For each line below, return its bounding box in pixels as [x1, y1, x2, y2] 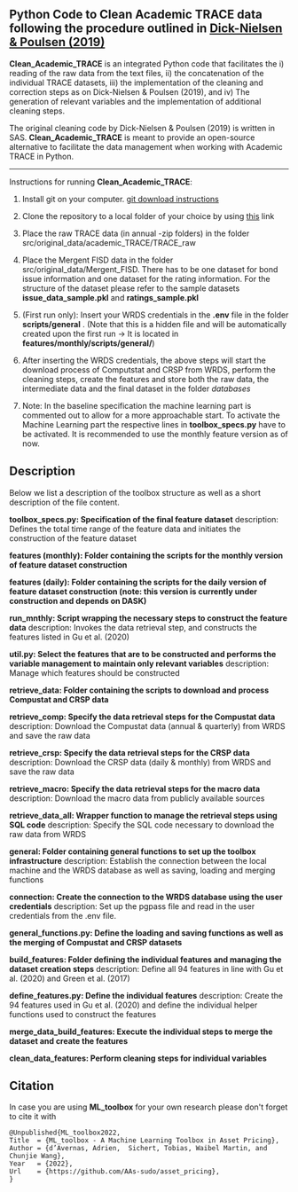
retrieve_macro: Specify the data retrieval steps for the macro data [9, 783, 261, 794]
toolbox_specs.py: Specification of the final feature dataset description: [9, 514, 279, 524]
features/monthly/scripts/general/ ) [21, 337, 155, 349]
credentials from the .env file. [9, 910, 117, 921]
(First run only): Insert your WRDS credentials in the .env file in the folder [21, 310, 289, 320]
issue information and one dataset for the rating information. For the [21, 273, 271, 284]
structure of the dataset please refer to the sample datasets [21, 283, 240, 294]
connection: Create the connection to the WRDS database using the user [9, 891, 283, 902]
